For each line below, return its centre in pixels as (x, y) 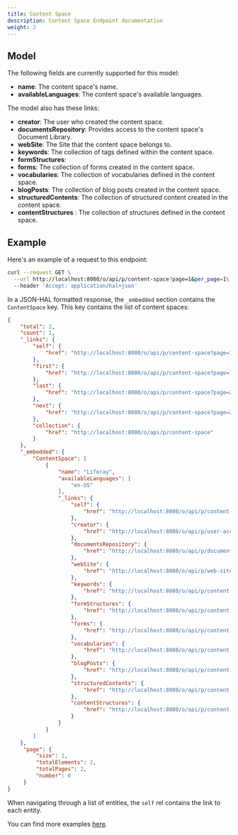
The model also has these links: (53, 108)
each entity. (24, 810)
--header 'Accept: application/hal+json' (76, 286)
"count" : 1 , (38, 333)
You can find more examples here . (57, 824)
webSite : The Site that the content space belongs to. (95, 145)
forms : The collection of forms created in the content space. (106, 167)
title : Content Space (39, 14)
